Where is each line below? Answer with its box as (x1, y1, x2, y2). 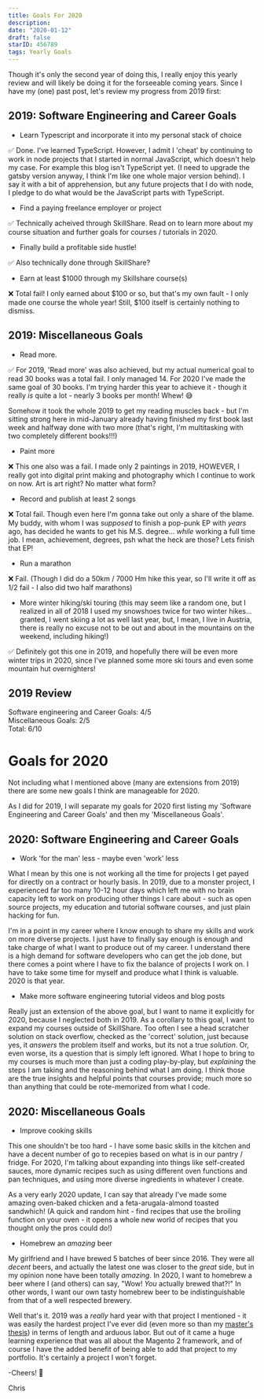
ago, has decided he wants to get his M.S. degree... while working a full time (8, 526, 255, 536)
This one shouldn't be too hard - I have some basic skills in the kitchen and (8, 1141, 251, 1150)
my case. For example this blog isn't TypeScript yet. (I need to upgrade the (8, 162, 250, 172)
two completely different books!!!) (8, 431, 118, 440)
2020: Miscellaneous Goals (8, 1104, 145, 1119)
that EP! (8, 543, 34, 552)
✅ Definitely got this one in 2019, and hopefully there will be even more (8, 647, 238, 656)
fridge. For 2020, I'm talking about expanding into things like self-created (8, 1158, 245, 1167)
